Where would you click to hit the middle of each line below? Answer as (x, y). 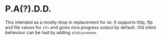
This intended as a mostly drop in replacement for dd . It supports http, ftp (79, 22)
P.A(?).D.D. (28, 9)
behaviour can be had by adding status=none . (51, 32)
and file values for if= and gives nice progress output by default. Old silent (80, 27)
